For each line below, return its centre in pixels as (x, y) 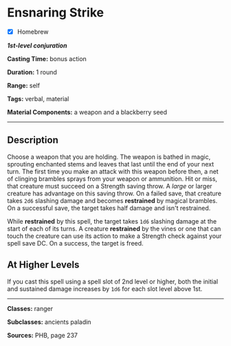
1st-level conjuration (37, 45)
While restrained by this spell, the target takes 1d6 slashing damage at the (112, 221)
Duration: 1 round (32, 72)
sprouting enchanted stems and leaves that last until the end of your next (111, 164)
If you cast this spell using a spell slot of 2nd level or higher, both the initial (113, 281)
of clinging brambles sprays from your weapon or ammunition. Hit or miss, (112, 179)
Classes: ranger (30, 308)
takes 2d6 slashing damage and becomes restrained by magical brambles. (112, 200)
